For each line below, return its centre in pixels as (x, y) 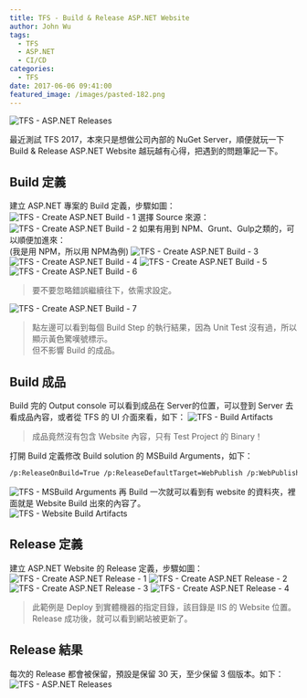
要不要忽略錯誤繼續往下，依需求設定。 (104, 291)
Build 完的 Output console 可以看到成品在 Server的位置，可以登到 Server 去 (152, 406)
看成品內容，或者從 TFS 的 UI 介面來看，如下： (98, 418)
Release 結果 (46, 650)
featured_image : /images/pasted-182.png (88, 94)
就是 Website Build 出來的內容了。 (81, 503)
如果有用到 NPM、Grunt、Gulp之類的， (213, 228)
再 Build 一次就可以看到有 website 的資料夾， (203, 492)
